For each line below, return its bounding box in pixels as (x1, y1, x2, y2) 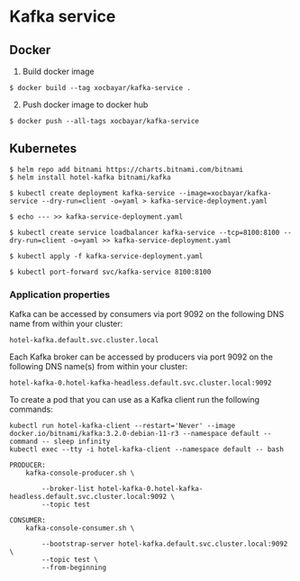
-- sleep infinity (41, 437, 111, 447)
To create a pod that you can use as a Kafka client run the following (9, 395, 259, 405)
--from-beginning (41, 563, 106, 573)
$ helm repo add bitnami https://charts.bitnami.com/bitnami (9, 165, 244, 174)
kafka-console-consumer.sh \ (25, 524, 135, 533)
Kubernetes (9, 141, 77, 157)
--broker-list (41, 485, 95, 494)
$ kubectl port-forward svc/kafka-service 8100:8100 (9, 268, 212, 277)
